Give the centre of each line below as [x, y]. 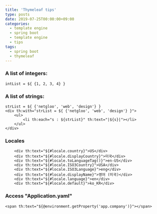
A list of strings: [25, 96]
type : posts [17, 14]
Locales [15, 141]
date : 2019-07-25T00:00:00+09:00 [40, 19]
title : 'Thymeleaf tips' [31, 10]
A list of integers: [26, 74]
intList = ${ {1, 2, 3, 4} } [35, 84]
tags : [11, 47]
